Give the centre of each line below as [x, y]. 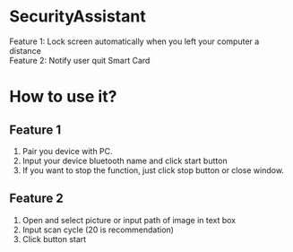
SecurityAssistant [78, 17]
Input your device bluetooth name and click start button [125, 161]
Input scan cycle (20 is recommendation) [98, 230]
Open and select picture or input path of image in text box [129, 220]
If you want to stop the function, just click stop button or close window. [153, 170]
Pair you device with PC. [68, 151]
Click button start [54, 239]
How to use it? [63, 97]
